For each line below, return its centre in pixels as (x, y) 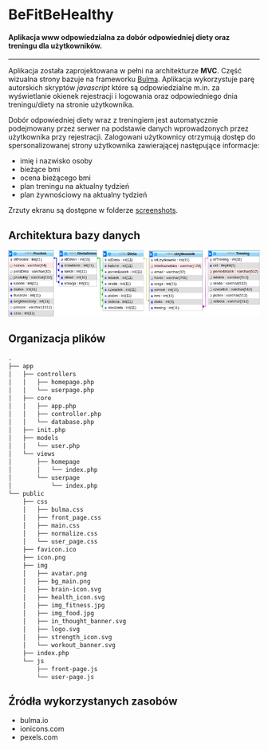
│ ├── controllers (43, 374)
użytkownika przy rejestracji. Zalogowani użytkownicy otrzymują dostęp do (132, 137)
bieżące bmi (40, 170)
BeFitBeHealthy (61, 15)
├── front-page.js (67, 669)
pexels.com (39, 737)
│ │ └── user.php (44, 446)
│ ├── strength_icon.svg (67, 637)
